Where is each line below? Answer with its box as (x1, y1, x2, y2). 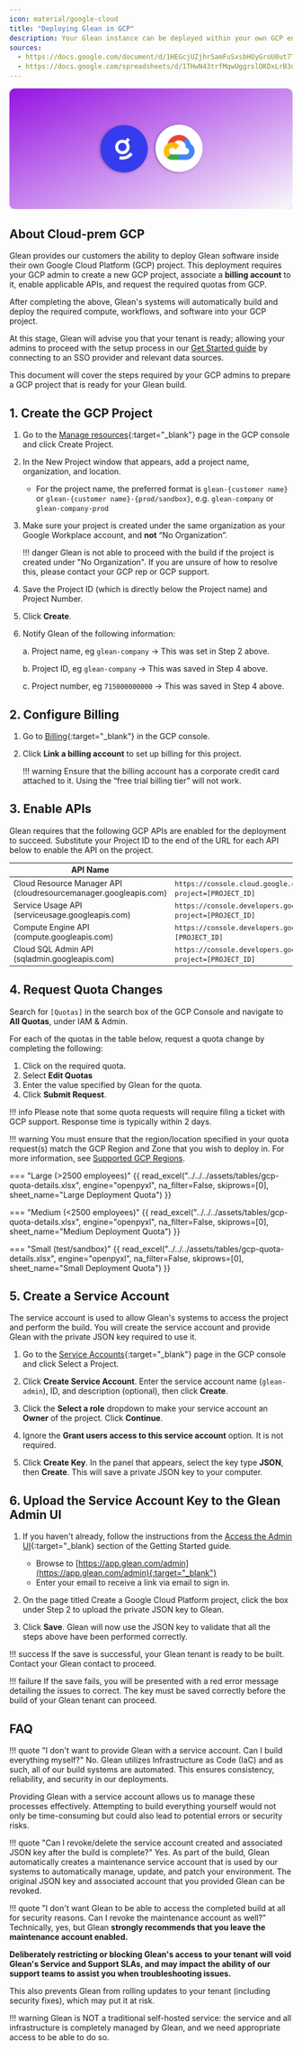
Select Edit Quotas (22, 1069, 93, 1081)
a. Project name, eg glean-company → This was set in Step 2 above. (22, 645, 270, 657)
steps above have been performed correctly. (22, 1632, 188, 1643)
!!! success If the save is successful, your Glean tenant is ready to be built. (9, 1649, 285, 1660)
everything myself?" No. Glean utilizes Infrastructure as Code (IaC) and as (9, 1754, 284, 1766)
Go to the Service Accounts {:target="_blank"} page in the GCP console (22, 1349, 286, 1360)
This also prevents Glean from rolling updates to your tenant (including (9, 1986, 271, 1997)
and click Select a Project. (22, 1359, 120, 1369)
